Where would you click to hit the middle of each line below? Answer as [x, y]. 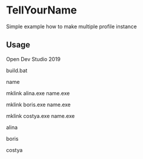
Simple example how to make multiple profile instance [71, 26]
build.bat [17, 70]
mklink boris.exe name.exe [39, 104]
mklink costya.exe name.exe [41, 116]
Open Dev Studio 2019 [33, 59]
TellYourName [42, 10]
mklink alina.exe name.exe [38, 93]
